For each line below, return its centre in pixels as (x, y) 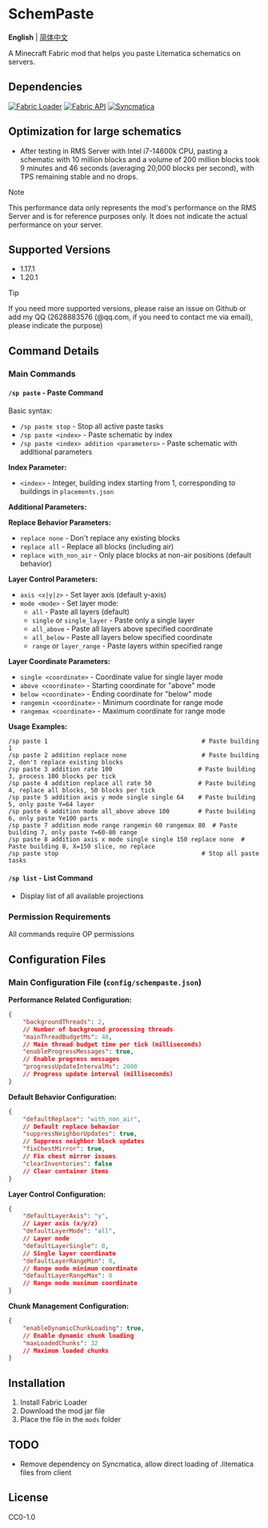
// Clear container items (66, 1171)
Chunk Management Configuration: (69, 1306)
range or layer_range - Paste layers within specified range (127, 646)
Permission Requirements (60, 917)
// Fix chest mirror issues (69, 1157)
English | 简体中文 (38, 37)
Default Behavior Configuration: (63, 1096)
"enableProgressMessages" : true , (78, 1052)
